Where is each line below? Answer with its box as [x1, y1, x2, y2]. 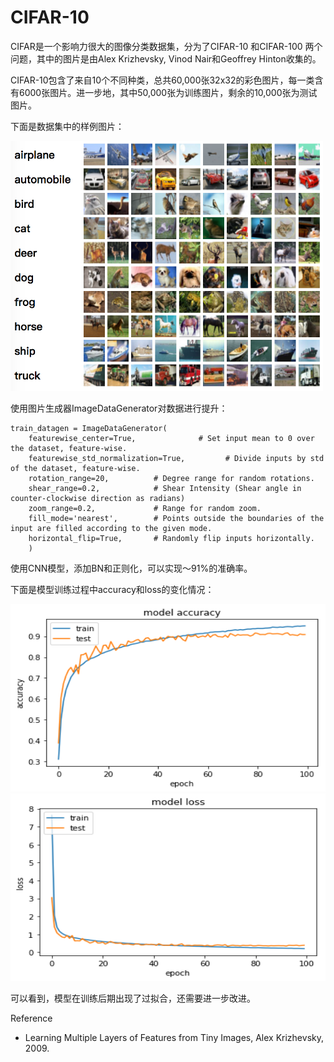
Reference [10, 1012, 53, 1024]
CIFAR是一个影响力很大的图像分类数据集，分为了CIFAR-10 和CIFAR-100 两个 [10, 40, 323, 52]
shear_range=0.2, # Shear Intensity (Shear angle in [28, 483, 302, 493]
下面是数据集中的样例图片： [10, 120, 125, 132]
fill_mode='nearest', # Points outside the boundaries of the [28, 513, 325, 523]
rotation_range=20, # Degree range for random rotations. [28, 473, 315, 483]
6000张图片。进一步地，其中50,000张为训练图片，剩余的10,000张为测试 [18, 86, 318, 98]
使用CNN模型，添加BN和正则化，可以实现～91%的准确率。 [10, 562, 253, 574]
